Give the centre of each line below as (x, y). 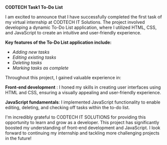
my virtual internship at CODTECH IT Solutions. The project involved (75, 22)
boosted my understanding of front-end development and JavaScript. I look (83, 128)
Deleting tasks (27, 63)
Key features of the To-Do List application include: (58, 42)
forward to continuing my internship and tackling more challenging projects (82, 133)
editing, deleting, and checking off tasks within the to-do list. (68, 107)
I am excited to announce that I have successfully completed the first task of (83, 17)
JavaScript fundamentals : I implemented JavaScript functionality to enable (83, 102)
